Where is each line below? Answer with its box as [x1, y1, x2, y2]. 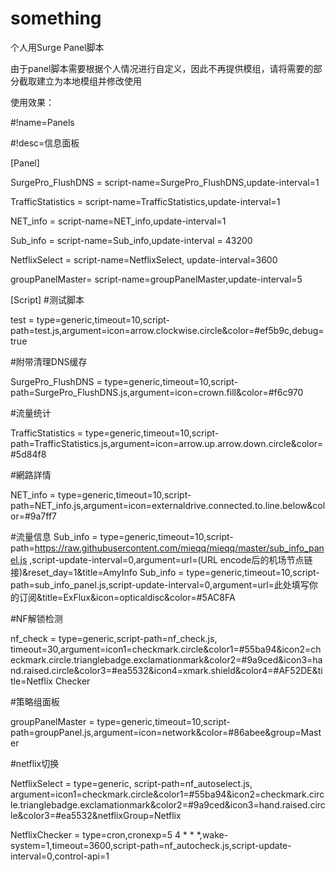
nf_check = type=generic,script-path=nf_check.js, [10, 632, 218, 644]
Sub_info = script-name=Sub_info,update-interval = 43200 [10, 234, 253, 246]
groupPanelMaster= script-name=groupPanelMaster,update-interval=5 [10, 273, 303, 285]
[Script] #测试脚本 [10, 293, 85, 306]
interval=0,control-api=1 [10, 850, 110, 862]
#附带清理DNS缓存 [10, 355, 88, 367]
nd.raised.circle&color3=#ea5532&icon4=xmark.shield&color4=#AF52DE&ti [10, 664, 323, 676]
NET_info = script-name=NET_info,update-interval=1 [10, 215, 227, 227]
